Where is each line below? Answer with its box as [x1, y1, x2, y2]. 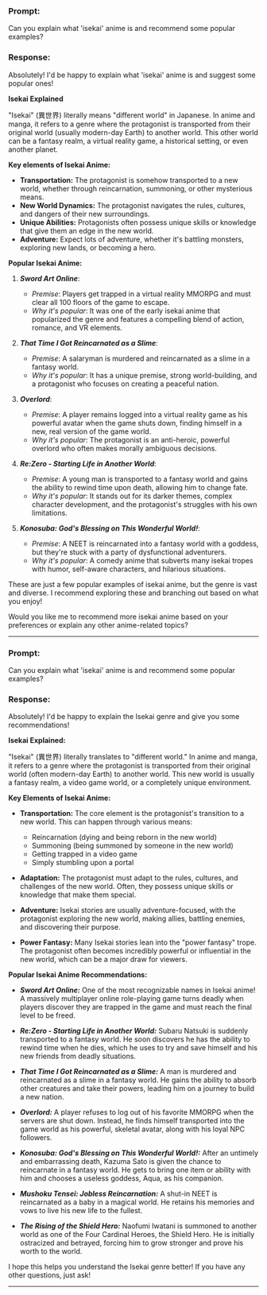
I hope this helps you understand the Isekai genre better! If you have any [8, 1262, 246, 1272]
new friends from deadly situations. [19, 1051, 137, 1061]
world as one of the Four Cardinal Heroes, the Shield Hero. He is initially [19, 1230, 255, 1239]
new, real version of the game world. [31, 427, 152, 436]
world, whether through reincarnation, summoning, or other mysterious [19, 184, 253, 193]
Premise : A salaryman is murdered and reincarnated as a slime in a [31, 354, 250, 363]
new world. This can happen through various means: [19, 817, 193, 827]
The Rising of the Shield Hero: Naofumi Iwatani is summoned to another [19, 1221, 257, 1231]
